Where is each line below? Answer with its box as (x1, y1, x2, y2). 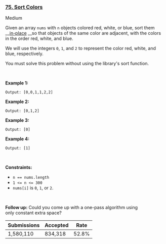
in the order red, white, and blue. (5, 35, 73, 41)
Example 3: (5, 117, 29, 123)
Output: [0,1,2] (5, 109, 39, 114)
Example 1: (5, 80, 29, 86)
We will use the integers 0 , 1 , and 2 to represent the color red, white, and (5, 45, 156, 52)
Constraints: (5, 164, 32, 170)
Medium (5, 15, 23, 21)
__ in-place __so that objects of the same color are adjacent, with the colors (5, 30, 161, 36)
